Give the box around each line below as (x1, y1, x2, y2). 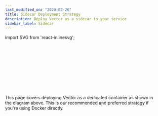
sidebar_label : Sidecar (5, 21, 54, 26)
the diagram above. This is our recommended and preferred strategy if (5, 100, 149, 106)
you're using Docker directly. (5, 105, 64, 111)
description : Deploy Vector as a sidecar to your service (5, 16, 127, 21)
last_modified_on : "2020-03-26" (5, 7, 72, 12)
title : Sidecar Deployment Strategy (5, 12, 80, 17)
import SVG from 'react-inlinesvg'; (5, 35, 75, 40)
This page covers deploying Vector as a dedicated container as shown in (5, 95, 154, 101)
